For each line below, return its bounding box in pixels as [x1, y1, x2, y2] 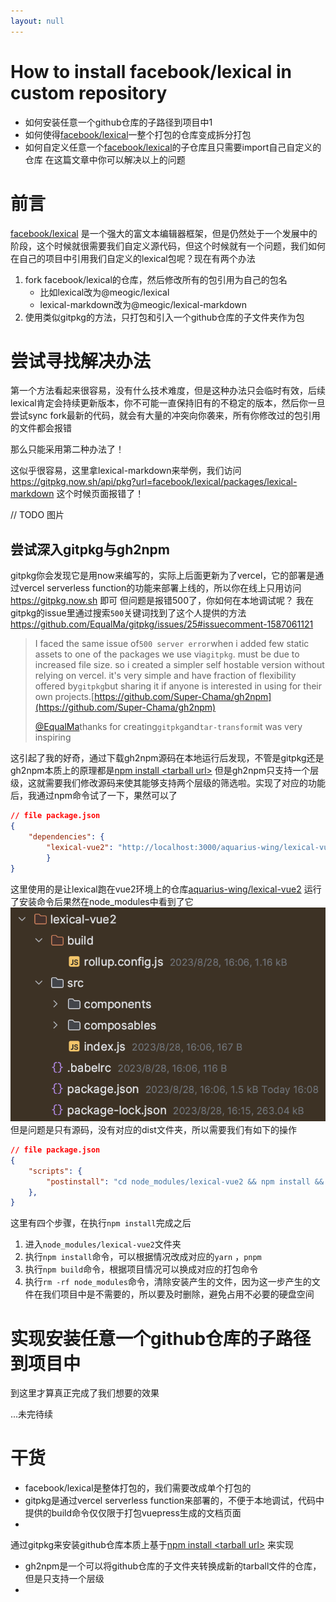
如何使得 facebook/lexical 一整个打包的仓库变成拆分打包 [24, 128, 252, 140]
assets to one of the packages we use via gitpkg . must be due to [34, 648, 300, 660]
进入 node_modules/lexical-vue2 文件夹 [24, 1238, 182, 1250]
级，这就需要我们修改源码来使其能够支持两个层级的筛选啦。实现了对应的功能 [10, 777, 326, 789]
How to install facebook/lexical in [10, 60, 292, 83]
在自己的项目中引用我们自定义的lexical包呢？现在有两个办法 [10, 252, 256, 264]
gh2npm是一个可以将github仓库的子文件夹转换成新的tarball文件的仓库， [24, 1560, 322, 1572]
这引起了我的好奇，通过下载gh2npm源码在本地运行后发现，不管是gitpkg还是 [10, 752, 325, 764]
